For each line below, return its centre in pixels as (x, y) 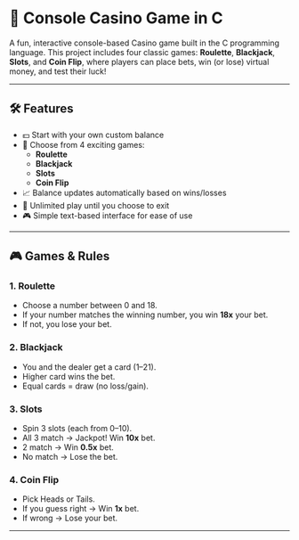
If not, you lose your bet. (67, 324)
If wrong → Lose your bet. (70, 518)
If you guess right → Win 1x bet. (81, 509)
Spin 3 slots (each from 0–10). (77, 429)
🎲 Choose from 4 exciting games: (83, 144)
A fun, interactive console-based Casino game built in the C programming (145, 43)
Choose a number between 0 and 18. (89, 306)
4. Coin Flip (34, 479)
